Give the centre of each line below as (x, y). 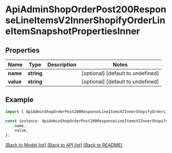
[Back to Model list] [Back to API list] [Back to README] (64, 145)
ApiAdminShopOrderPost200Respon (86, 9)
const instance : (23, 121)
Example (19, 100)
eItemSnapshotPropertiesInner (73, 31)
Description (62, 64)
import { (15, 111)
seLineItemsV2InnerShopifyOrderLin (85, 20)
